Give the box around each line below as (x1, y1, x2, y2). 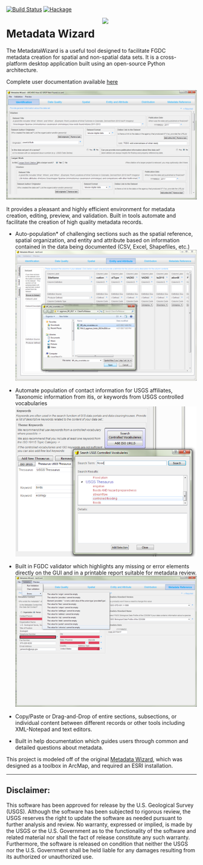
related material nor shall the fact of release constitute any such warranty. (6, 833, 190, 841)
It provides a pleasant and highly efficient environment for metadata (6, 205, 175, 212)
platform (6, 59, 27, 67)
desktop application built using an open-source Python (28, 59, 166, 67)
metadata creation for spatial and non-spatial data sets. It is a (6, 53, 159, 61)
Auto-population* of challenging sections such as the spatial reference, (14, 230, 193, 237)
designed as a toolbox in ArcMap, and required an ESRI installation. (6, 762, 173, 769)
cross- (159, 53, 177, 61)
